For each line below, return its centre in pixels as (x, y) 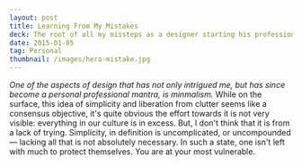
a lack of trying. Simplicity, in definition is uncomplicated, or (120, 132)
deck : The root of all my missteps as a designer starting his (130, 34)
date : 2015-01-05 (42, 43)
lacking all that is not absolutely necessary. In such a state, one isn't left (152, 142)
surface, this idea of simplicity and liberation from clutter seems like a (138, 104)
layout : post (34, 17)
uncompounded (262, 132)
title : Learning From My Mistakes (74, 26)
